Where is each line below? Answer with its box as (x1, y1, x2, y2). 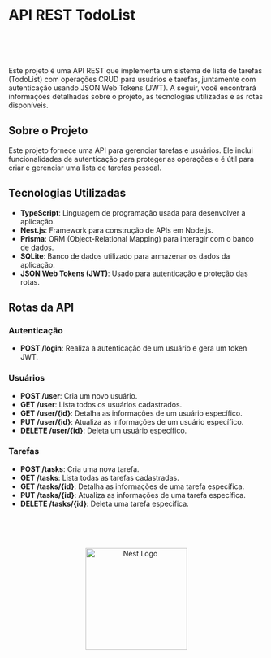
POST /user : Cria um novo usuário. (19, 390, 138, 400)
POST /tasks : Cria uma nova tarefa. (19, 464, 140, 473)
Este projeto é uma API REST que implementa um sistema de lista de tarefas (8, 65, 262, 75)
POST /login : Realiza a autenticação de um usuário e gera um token (19, 343, 247, 353)
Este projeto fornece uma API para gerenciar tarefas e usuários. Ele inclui (8, 145, 253, 155)
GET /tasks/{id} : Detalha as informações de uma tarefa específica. (19, 482, 245, 491)
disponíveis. (8, 100, 49, 110)
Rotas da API (8, 300, 75, 314)
